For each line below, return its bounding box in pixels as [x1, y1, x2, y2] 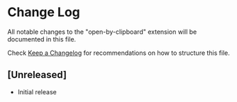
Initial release [17, 87, 57, 96]
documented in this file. [7, 34, 77, 43]
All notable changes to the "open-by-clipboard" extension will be [7, 27, 197, 36]
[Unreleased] [7, 69, 67, 81]
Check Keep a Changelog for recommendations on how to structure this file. [7, 49, 231, 57]
